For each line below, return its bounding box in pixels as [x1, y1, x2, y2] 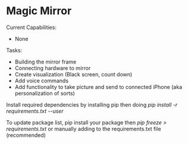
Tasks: [6, 46, 23, 54]
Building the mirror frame [14, 58, 77, 65]
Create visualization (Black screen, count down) [14, 71, 133, 78]
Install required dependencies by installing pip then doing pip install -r [6, 101, 177, 108]
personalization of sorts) [14, 89, 76, 97]
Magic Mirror [6, 4, 72, 18]
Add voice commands [14, 77, 69, 84]
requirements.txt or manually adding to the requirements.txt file [6, 125, 162, 132]
